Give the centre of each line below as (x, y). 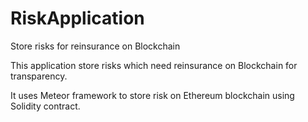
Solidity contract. (45, 106)
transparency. (39, 76)
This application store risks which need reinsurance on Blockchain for (154, 65)
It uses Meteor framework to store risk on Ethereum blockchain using (152, 95)
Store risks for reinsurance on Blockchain (95, 46)
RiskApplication (77, 18)
